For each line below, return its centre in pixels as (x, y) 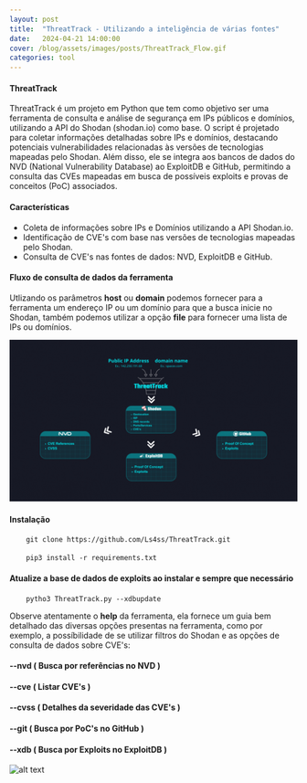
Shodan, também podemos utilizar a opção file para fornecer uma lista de (148, 317)
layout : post (34, 19)
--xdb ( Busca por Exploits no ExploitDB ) (88, 749)
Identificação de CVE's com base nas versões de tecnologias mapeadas (159, 237)
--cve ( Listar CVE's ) (50, 686)
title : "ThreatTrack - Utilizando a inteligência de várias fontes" (145, 29)
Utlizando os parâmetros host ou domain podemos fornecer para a (136, 298)
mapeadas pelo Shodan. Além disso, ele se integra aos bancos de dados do (152, 157)
